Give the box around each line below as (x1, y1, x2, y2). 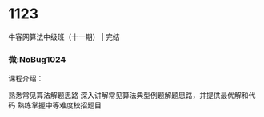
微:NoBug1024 (8, 53, 66, 64)
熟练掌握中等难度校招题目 (17, 100, 102, 110)
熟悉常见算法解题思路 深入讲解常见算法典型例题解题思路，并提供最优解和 (8, 91, 249, 100)
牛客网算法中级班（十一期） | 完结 (8, 32, 120, 41)
